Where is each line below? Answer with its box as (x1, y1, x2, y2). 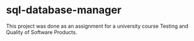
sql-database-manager (6, 3, 122, 17)
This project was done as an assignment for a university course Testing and (6, 23, 189, 29)
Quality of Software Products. (6, 28, 78, 35)
